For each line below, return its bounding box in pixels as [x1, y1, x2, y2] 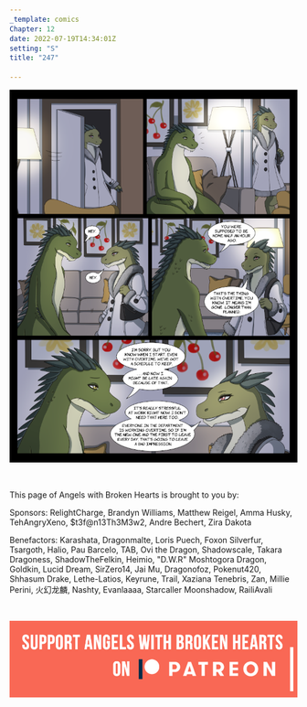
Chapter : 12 [9, 24, 55, 34]
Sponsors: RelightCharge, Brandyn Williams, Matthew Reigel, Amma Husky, [9, 508, 292, 518]
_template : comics [9, 15, 79, 24]
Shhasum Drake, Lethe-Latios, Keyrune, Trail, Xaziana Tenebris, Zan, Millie [9, 573, 290, 584]
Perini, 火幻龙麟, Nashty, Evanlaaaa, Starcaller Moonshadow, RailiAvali [9, 584, 272, 595]
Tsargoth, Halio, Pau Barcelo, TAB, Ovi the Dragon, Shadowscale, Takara [9, 544, 283, 555]
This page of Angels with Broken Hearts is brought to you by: [9, 489, 239, 500]
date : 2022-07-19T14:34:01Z [9, 34, 117, 43]
